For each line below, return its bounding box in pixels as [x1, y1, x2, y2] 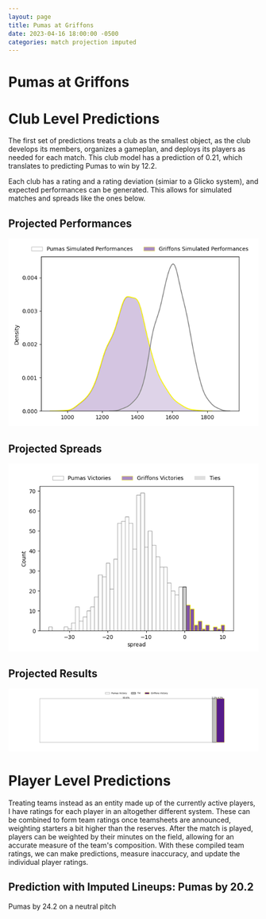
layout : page [8, 13, 52, 21]
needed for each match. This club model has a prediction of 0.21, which [8, 153, 243, 162]
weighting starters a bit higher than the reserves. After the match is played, [8, 824, 254, 833]
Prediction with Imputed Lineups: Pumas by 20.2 [8, 880, 254, 894]
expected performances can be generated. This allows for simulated [8, 185, 233, 195]
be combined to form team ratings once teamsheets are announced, [8, 815, 232, 824]
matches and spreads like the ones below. [8, 193, 146, 203]
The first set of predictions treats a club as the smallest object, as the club [8, 136, 251, 146]
